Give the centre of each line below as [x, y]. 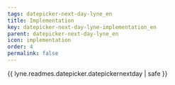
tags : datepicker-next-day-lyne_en [60, 14]
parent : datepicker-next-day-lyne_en [63, 34]
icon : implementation [39, 40]
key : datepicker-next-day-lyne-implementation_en [82, 27]
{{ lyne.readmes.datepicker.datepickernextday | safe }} [87, 73]
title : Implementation [41, 21]
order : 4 [20, 47]
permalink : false [33, 54]
